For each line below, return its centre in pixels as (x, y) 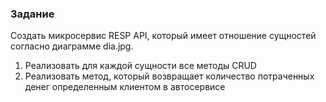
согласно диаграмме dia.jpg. (72, 46)
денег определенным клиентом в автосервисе (125, 87)
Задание (32, 14)
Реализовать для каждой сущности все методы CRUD (140, 66)
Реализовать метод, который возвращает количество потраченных (169, 76)
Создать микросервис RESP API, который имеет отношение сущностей (163, 36)
